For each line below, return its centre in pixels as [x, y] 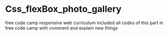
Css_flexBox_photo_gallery [63, 9]
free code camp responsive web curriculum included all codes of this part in [84, 23]
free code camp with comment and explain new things [62, 28]
